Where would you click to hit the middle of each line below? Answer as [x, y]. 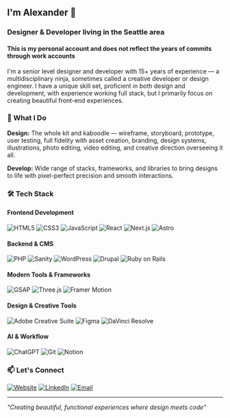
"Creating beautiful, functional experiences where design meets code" [107, 407]
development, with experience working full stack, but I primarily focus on [110, 93]
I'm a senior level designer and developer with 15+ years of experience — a [113, 71]
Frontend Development [40, 213]
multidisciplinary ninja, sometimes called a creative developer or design [108, 78]
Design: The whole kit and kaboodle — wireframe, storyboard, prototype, [111, 133]
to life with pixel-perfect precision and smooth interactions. [90, 175]
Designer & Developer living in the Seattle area [86, 32]
